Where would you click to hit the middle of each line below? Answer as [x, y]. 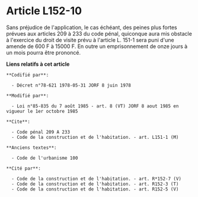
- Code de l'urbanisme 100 [45, 158]
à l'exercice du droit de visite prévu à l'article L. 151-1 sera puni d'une [90, 40]
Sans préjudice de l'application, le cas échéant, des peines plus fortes [92, 27]
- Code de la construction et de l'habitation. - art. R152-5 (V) [95, 189]
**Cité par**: [24, 168]
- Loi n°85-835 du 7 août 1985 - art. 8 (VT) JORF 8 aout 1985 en [95, 106]
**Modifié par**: [28, 96]
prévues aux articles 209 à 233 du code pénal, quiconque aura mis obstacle [99, 33]
